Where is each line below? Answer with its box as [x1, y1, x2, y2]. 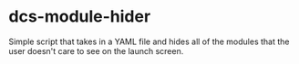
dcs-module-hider [8, 6, 151, 27]
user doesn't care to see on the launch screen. [8, 45, 184, 56]
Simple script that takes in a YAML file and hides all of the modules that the [8, 36, 290, 47]
